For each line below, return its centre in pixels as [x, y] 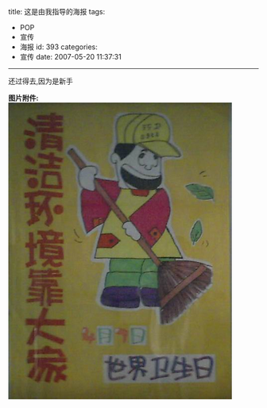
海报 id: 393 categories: [58, 47]
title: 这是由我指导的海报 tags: [57, 12]
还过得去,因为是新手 [41, 81]
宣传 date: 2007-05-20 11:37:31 [70, 57]
